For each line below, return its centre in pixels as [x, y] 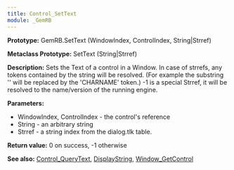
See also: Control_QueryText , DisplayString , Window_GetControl [100, 159]
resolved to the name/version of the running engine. [83, 90]
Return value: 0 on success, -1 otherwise [67, 145]
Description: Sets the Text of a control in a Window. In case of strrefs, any [115, 67]
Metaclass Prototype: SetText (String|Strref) [72, 54]
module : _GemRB [30, 20]
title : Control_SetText [42, 14]
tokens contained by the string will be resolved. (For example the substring [116, 75]
